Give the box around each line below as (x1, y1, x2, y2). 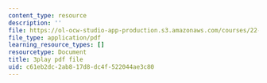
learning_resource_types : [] (8, 41, 105, 49)
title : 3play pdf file (8, 56, 83, 64)
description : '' (8, 19, 62, 27)
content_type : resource (8, 11, 87, 20)
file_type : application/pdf (8, 33, 102, 42)
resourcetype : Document (8, 48, 87, 56)
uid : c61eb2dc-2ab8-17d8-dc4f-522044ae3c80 (8, 63, 155, 71)
